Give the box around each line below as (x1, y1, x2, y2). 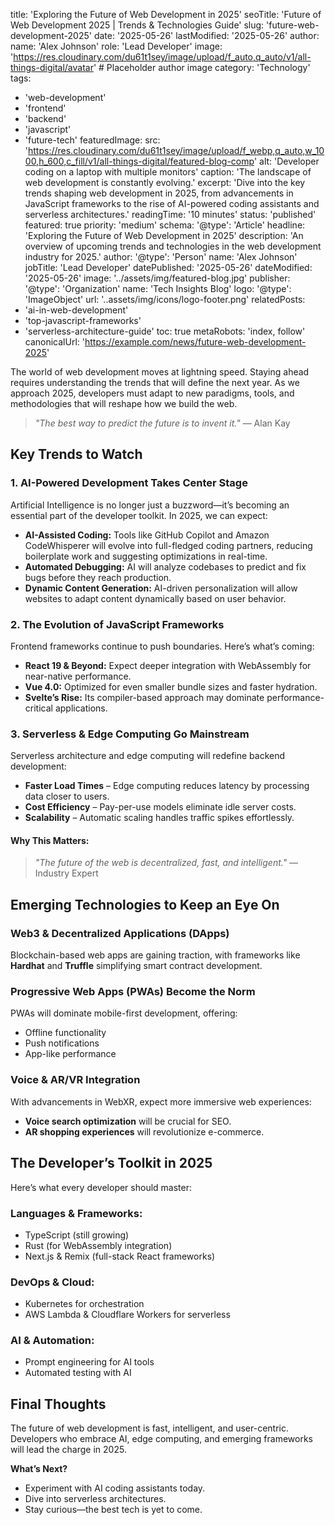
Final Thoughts (10, 1395, 107, 1413)
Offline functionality (24, 1027, 107, 1039)
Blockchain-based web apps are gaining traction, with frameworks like (10, 949, 301, 961)
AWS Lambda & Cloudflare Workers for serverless (24, 1309, 231, 1321)
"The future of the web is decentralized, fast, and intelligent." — (34, 857, 299, 869)
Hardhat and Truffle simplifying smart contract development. (10, 960, 263, 972)
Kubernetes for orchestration (24, 1298, 145, 1310)
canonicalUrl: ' (24, 336, 85, 348)
